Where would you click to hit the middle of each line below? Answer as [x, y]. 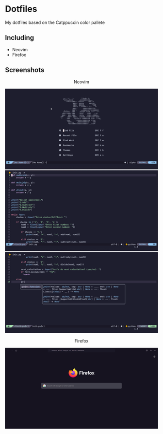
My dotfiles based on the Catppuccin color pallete [55, 22]
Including [20, 38]
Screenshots [25, 70]
